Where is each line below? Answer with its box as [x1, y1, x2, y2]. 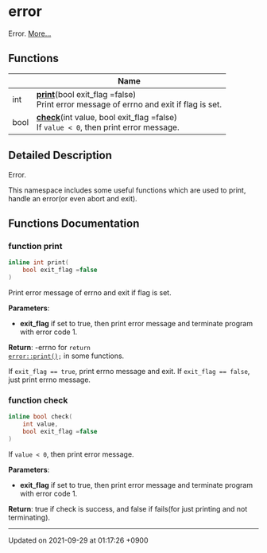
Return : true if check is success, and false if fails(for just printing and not [8, 504, 248, 513]
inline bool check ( [8, 413, 73, 421]
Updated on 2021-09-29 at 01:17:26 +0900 [8, 535, 149, 545]
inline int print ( [8, 259, 69, 267]
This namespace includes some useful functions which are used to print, [8, 185, 246, 195]
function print [8, 240, 63, 251]
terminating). [8, 512, 50, 522]
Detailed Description [8, 149, 113, 162]
